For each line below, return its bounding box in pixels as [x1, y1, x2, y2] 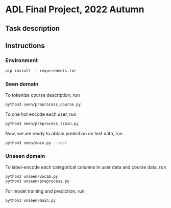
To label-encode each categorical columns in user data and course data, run [5, 164, 166, 170]
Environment [5, 56, 38, 64]
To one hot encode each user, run [5, 111, 77, 117]
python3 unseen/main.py [5, 198, 56, 203]
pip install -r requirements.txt [5, 68, 77, 74]
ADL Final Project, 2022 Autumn [5, 4, 144, 15]
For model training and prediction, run [5, 188, 85, 194]
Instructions [5, 41, 45, 50]
